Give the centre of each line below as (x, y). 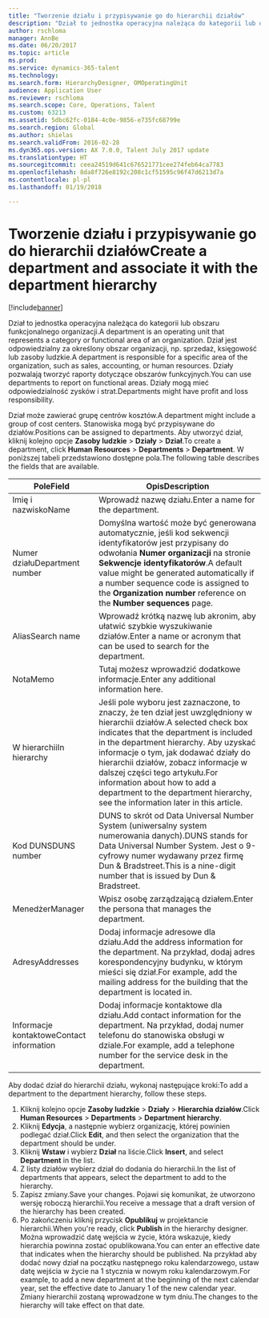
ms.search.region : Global (51, 128)
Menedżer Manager (48, 909)
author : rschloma (37, 30)
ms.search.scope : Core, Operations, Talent (82, 105)
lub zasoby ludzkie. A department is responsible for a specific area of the (128, 357)
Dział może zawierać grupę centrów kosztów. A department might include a (132, 415)
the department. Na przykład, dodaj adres (177, 951)
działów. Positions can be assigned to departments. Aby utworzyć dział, (126, 432)
